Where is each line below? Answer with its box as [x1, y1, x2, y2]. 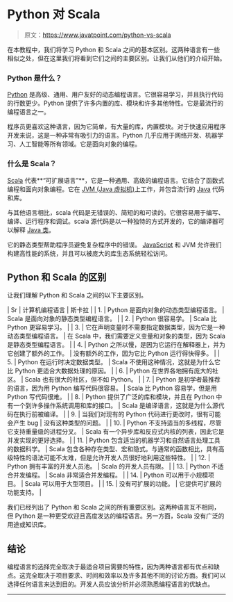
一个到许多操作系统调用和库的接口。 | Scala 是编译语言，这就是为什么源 [12, 401, 218, 410]
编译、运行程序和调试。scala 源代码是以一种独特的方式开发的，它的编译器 [7, 217, 218, 225]
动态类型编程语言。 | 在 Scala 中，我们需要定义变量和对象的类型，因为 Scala [7, 332, 225, 341]
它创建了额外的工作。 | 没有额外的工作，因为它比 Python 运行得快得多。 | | [7, 349, 221, 358]
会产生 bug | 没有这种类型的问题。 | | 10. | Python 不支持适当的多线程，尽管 [7, 418, 222, 428]
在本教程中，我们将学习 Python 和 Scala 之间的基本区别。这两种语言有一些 [7, 45, 221, 54]
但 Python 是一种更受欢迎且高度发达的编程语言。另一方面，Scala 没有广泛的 [7, 512, 225, 520]
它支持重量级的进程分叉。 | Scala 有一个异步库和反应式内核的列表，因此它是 [7, 428, 225, 436]
